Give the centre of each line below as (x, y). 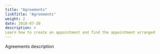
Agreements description (30, 46)
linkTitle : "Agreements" (31, 14)
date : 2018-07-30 (23, 23)
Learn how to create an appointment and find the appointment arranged (80, 32)
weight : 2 (15, 19)
